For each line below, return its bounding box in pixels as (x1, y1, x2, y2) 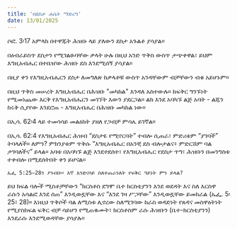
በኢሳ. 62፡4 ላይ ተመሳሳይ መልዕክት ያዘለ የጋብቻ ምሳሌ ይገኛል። (7, 117, 156, 125)
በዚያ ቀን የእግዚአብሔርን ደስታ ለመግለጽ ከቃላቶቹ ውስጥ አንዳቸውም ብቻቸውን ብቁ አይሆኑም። (7, 72, 230, 81)
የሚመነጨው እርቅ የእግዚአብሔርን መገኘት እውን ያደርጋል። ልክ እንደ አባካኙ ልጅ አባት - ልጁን (7, 95, 224, 103)
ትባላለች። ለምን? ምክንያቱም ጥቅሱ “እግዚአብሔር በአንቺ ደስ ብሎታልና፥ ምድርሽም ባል (7, 139, 212, 147)
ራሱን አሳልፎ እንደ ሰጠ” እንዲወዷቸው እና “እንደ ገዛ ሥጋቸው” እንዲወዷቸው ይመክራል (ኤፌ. (7, 189, 224, 198)
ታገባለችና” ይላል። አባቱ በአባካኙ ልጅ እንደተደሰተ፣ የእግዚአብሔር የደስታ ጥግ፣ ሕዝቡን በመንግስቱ (7, 147, 230, 156)
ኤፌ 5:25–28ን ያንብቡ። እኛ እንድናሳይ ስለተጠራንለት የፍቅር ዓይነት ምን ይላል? (7, 169, 183, 176)
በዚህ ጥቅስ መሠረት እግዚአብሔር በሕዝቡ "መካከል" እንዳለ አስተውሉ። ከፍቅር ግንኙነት (7, 86, 208, 96)
